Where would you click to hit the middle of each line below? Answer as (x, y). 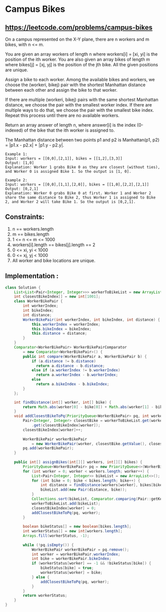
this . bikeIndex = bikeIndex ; (62, 329)
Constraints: (25, 217)
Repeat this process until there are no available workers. (62, 115)
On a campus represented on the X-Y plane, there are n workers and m (77, 39)
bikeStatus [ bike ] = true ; (67, 568)
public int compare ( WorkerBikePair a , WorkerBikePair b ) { (85, 357)
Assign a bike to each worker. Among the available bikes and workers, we (80, 79)
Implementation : (32, 276)
